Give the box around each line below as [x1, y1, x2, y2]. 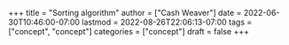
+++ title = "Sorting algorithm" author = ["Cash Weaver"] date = [8, 8, 242, 18]
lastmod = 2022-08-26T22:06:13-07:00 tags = [82, 17, 253, 27]
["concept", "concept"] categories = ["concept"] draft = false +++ [8, 26, 250, 36]
